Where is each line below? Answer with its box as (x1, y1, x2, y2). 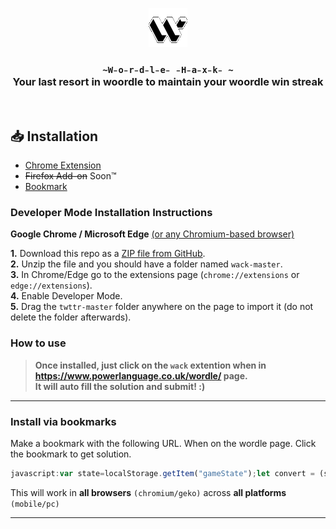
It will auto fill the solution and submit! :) (34, 380, 206, 392)
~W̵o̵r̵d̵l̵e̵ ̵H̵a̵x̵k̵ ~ (102, 64, 234, 75)
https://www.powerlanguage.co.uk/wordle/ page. (34, 369, 248, 382)
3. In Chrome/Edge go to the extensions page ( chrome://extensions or (10, 269, 300, 281)
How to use (10, 336, 67, 350)
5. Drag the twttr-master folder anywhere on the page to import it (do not (10, 301, 314, 313)
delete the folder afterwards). (10, 311, 132, 323)
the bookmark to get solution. (10, 448, 132, 460)
